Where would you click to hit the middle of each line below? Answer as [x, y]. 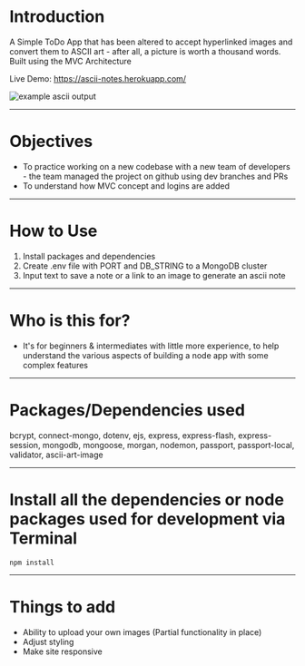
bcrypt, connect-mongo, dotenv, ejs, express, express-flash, [123, 435]
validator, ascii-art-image [56, 455]
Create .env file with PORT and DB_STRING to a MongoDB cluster [145, 266]
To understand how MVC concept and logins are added [126, 186]
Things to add [63, 607]
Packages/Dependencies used [127, 410]
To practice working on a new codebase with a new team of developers [156, 166]
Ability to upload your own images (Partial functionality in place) [142, 632]
